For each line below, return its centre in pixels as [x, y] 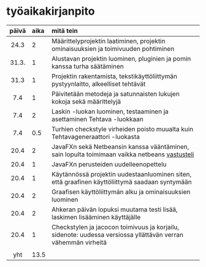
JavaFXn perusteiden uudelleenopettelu [109, 164]
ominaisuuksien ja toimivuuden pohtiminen [113, 48]
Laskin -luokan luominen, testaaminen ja [110, 111]
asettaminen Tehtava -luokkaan [98, 119]
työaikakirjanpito [51, 11]
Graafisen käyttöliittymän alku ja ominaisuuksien [121, 192]
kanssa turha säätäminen [88, 66]
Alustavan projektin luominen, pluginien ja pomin [121, 58]
